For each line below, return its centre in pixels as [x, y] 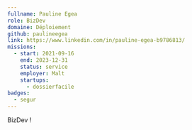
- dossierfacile [50, 87]
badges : [19, 93]
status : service [44, 67]
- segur [25, 100]
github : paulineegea [38, 34]
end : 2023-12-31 [44, 60]
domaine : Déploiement [39, 27]
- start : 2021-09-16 [44, 54]
